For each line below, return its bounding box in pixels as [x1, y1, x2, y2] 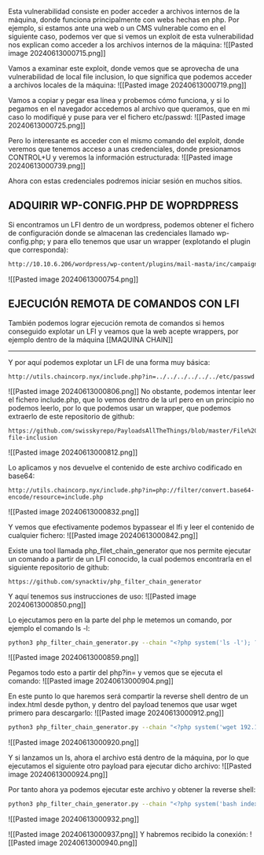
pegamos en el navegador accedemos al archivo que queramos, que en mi [8, 104, 250, 113]
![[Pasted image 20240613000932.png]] [8, 814, 140, 824]
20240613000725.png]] [8, 121, 86, 130]
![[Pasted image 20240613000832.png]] [8, 507, 140, 516]
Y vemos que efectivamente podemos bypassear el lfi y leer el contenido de [8, 522, 255, 532]
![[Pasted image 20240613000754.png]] [8, 275, 139, 284]
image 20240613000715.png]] [8, 49, 106, 57]
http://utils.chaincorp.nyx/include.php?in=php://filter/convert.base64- [8, 486, 255, 494]
